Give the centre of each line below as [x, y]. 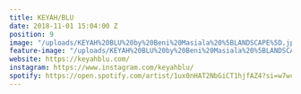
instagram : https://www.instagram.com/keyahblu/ [102, 68]
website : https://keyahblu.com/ [69, 59]
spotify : [26, 76]
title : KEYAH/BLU [42, 17]
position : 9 [31, 34]
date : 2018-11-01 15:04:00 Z [64, 26]
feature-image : [38, 51]
